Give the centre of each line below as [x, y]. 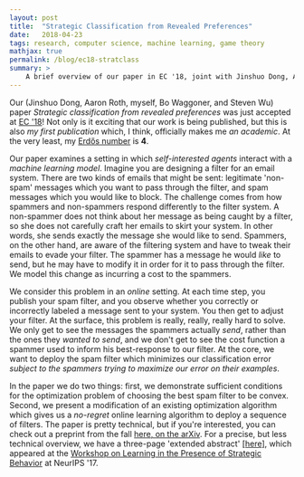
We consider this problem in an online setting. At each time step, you [138, 291]
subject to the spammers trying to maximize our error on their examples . [145, 368]
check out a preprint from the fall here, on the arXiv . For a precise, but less [148, 434]
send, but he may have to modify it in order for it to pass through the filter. [147, 264]
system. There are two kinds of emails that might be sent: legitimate [136, 177]
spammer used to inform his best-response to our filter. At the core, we [142, 348]
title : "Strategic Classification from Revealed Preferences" [131, 26]
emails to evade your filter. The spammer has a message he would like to [145, 254]
